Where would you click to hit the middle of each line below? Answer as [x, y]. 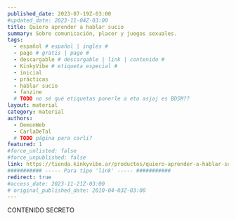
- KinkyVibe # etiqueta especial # [66, 66]
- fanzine [28, 92]
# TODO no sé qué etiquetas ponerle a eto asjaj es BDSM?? [102, 99]
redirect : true [29, 177]
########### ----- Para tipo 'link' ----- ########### [89, 170]
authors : [20, 118]
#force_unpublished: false [47, 158]
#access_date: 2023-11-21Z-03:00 [56, 183]
